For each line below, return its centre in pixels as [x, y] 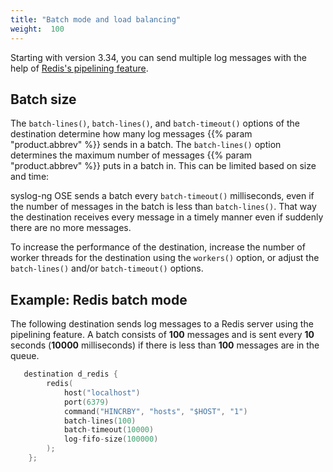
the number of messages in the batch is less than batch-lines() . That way [163, 207]
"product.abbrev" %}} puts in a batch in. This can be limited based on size [163, 166]
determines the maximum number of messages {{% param [131, 155]
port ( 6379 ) [86, 402]
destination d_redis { [70, 374]
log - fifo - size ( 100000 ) [111, 439]
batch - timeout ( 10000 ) [109, 430]
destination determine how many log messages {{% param [131, 134]
